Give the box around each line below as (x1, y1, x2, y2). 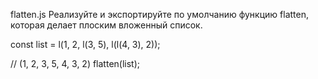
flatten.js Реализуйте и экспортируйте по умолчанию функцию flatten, (10, 9, 309, 20)
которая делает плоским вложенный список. (10, 19, 203, 31)
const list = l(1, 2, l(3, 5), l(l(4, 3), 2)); (10, 39, 161, 50)
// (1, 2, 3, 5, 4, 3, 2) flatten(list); (10, 58, 141, 69)
